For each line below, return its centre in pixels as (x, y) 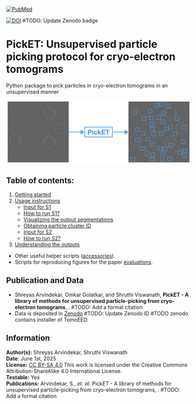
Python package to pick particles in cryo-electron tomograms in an (87, 85)
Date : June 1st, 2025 (31, 358)
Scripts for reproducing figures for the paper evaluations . (84, 262)
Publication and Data (45, 280)
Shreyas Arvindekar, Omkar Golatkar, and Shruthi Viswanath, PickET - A (102, 294)
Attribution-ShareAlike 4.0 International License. (64, 371)
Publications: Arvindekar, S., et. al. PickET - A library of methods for (89, 383)
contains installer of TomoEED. (52, 319)
